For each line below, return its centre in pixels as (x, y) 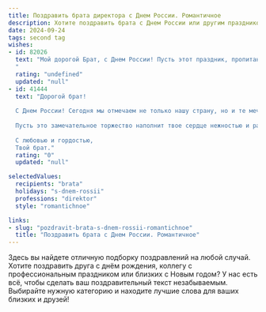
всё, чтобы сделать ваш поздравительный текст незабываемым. (118, 283)
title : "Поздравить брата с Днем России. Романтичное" (108, 235)
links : (19, 220)
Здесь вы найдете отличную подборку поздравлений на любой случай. (129, 257)
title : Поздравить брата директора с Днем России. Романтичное (115, 15)
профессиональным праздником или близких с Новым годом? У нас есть (133, 274)
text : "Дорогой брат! (51, 96)
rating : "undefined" (49, 74)
